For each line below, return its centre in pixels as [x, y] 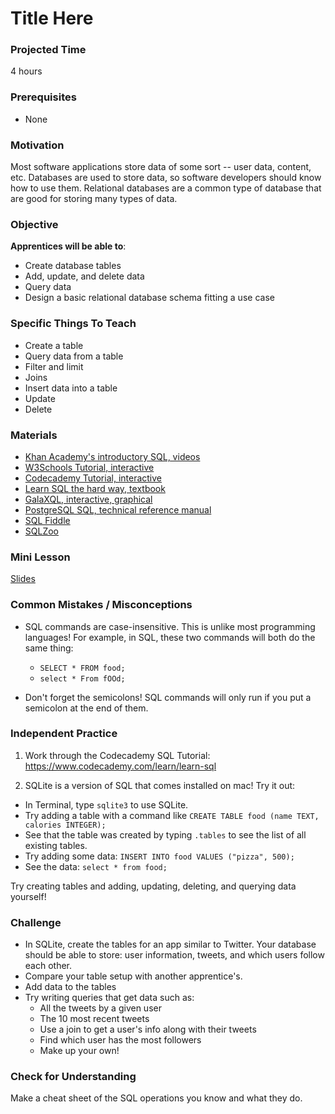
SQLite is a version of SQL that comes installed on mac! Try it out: [160, 785]
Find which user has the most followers [120, 1040]
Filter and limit [54, 366]
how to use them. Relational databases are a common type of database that [166, 188]
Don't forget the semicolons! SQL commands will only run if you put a [168, 697]
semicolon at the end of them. [86, 708]
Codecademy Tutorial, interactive [93, 478]
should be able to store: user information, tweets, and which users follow [174, 955]
